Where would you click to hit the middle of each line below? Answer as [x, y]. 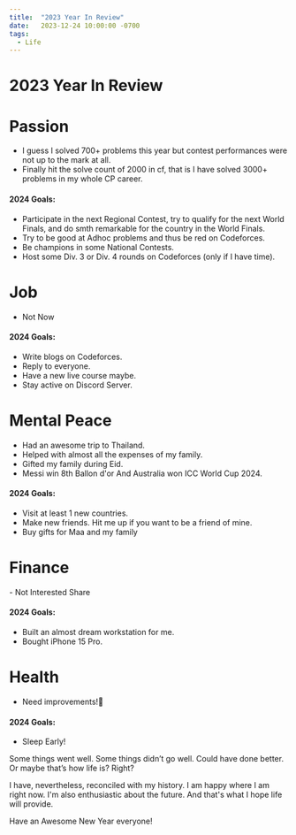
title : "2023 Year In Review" [67, 17]
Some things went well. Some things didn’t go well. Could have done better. [147, 759]
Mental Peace [61, 420]
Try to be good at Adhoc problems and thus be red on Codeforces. [143, 237]
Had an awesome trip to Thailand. [83, 445]
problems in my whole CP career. [82, 179]
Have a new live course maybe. [79, 375]
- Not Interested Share [50, 592]
